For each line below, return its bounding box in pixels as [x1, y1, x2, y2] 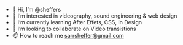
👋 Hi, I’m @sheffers [12, 6, 61, 13]
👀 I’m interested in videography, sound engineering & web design [12, 12, 177, 19]
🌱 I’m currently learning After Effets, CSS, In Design [12, 19, 142, 26]
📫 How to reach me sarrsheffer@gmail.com [12, 32, 124, 39]
